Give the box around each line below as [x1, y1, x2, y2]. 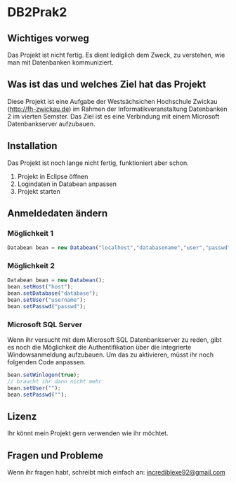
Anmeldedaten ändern [7, 208, 108, 220]
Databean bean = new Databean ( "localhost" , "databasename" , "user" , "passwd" [7, 244, 231, 251]
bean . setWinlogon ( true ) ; [7, 371, 80, 379]
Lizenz [7, 411, 37, 423]
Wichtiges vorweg [7, 32, 89, 44]
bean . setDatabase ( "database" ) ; [7, 290, 99, 297]
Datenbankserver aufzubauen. [7, 119, 96, 128]
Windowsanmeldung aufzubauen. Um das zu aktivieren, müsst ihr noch [7, 350, 214, 359]
